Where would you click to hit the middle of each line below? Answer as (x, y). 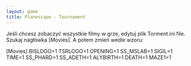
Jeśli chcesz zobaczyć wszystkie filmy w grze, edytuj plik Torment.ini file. (96, 33)
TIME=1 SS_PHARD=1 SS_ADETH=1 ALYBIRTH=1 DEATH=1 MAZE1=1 (89, 57)
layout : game (22, 11)
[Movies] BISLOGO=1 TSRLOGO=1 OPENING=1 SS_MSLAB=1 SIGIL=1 (89, 51)
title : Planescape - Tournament (46, 17)
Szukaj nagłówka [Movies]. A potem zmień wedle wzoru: (75, 40)
